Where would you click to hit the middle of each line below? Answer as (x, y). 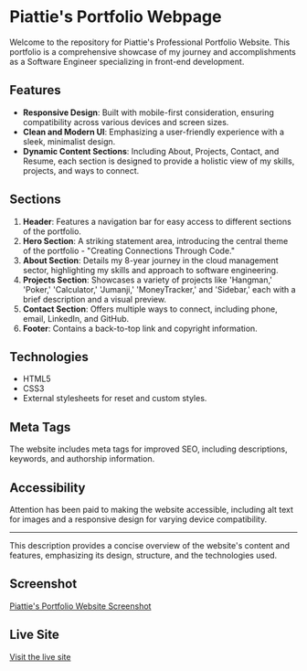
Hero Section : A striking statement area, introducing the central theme (155, 240)
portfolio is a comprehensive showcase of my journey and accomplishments (153, 51)
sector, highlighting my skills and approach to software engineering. (150, 270)
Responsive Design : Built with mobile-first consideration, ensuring (148, 112)
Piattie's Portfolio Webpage (116, 17)
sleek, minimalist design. (69, 141)
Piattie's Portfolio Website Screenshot (80, 606)
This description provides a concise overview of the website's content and (150, 545)
